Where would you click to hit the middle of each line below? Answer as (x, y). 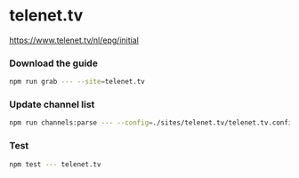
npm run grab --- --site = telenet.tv (77, 82)
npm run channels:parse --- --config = (81, 123)
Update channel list (52, 105)
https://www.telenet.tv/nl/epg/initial (74, 40)
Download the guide (53, 63)
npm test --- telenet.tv (55, 164)
